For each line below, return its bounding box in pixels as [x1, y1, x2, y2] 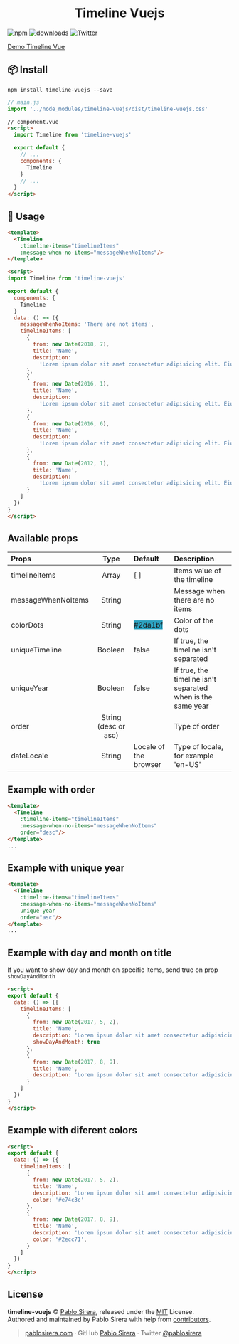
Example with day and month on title [7, 946, 172, 958]
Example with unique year [7, 862, 125, 874]
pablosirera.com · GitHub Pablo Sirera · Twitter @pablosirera [24, 1328, 202, 1337]
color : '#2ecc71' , [33, 1236, 87, 1243]
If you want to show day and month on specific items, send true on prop [7, 965, 218, 974]
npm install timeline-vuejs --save [7, 86, 113, 93]
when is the [174, 692, 213, 702]
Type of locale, [174, 741, 224, 751]
